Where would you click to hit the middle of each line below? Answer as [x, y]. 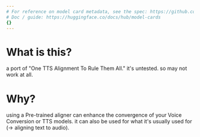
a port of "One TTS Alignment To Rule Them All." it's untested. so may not [97, 68]
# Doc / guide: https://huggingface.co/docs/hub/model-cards [84, 17]
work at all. [20, 75]
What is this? [39, 52]
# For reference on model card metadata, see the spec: [77, 12]
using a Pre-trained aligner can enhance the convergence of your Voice [94, 115]
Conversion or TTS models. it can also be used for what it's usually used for [99, 122]
